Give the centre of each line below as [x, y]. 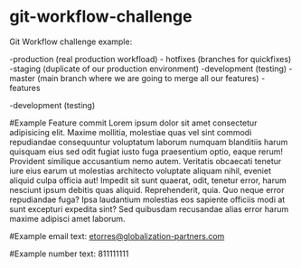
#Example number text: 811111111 [69, 254]
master [23, 78]
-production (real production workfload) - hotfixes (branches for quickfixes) [150, 59]
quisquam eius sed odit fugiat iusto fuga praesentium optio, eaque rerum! [146, 152]
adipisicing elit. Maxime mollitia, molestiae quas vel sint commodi [131, 132]
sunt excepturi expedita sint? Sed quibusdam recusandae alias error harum [149, 208]
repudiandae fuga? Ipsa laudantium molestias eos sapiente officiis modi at [147, 199]
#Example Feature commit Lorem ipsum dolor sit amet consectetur [133, 123]
